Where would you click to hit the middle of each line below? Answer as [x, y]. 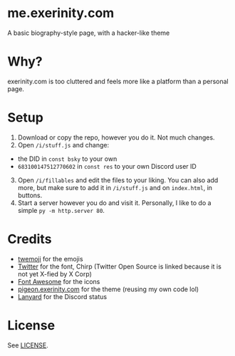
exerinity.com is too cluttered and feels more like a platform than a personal [118, 81]
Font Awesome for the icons [59, 281]
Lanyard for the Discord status [62, 296]
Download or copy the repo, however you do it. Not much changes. [116, 137]
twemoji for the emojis [50, 258]
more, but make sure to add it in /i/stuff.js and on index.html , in [115, 187]
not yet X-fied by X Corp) [55, 274]
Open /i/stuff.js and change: [63, 145]
